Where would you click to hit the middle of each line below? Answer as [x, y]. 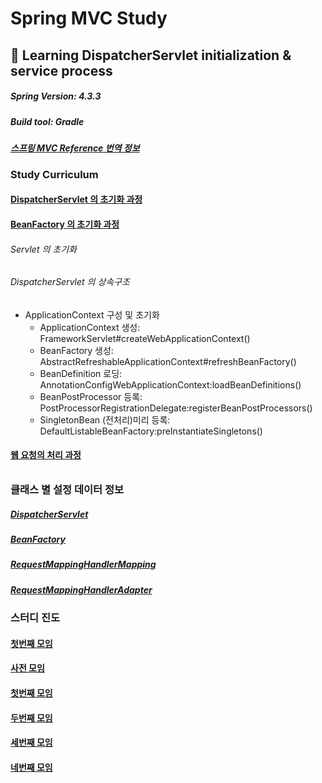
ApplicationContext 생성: [90, 327]
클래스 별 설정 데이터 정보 [67, 490]
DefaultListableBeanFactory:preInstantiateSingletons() [151, 431]
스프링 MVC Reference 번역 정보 [75, 148]
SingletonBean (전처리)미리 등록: [105, 419]
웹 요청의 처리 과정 [46, 455]
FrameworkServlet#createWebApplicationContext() [145, 338]
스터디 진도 [35, 618]
